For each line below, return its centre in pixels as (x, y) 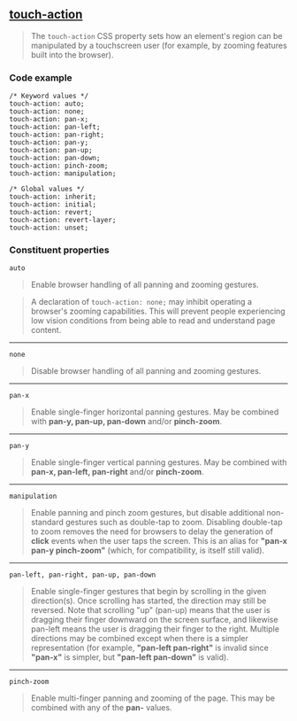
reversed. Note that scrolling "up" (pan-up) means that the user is (151, 610)
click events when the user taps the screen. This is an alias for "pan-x (159, 541)
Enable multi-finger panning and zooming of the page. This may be (153, 698)
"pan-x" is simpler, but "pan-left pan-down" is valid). (130, 657)
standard (47, 523)
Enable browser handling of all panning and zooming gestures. (145, 285)
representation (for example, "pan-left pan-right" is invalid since (150, 648)
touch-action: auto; (47, 104)
